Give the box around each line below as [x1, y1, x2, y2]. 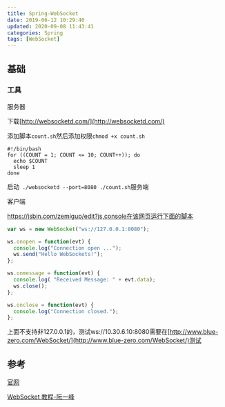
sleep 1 [13, 163, 36, 170]
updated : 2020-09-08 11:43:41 [7, 23, 95, 30]
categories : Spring [7, 29, 63, 37]
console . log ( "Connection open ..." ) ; [13, 244, 122, 252]
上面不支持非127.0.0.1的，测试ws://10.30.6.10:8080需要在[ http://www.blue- [7, 328, 219, 336]
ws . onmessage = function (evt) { [7, 270, 100, 277]
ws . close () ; [13, 282, 48, 290]
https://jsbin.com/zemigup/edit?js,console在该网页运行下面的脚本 [7, 212, 193, 220]
